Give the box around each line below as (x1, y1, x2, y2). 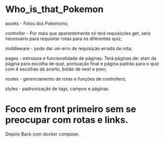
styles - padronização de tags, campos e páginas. (5, 85, 110, 92)
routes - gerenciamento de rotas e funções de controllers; (5, 76, 127, 82)
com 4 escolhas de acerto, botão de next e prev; (5, 66, 107, 72)
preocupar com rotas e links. (5, 114, 129, 126)
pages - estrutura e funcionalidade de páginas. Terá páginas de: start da (5, 55, 157, 61)
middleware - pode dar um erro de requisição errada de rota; (5, 45, 133, 51)
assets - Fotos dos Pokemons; (5, 20, 68, 26)
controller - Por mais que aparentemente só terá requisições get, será (5, 30, 151, 36)
